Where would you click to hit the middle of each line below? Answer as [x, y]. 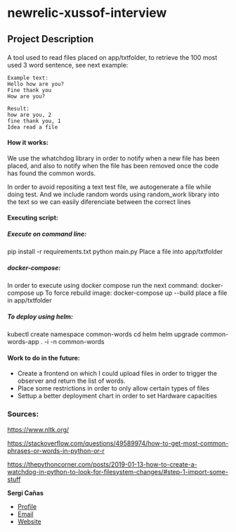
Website [29, 521]
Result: [19, 108]
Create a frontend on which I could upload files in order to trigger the [117, 374]
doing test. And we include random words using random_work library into [113, 194]
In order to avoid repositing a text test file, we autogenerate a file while [110, 186]
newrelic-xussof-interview [87, 13]
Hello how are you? [36, 84]
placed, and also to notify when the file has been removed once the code [113, 165]
